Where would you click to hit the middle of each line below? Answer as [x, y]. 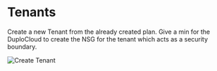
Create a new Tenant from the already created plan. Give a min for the [109, 32]
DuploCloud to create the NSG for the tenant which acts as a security [108, 39]
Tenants [32, 12]
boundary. [22, 46]
